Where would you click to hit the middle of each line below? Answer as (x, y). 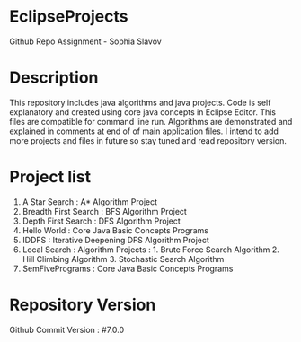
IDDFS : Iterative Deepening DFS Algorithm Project (115, 240)
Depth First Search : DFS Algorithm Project (102, 221)
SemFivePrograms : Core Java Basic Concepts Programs (128, 268)
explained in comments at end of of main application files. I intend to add (144, 131)
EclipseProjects (69, 17)
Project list (50, 177)
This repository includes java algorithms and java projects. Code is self (140, 102)
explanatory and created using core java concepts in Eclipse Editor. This (143, 112)
